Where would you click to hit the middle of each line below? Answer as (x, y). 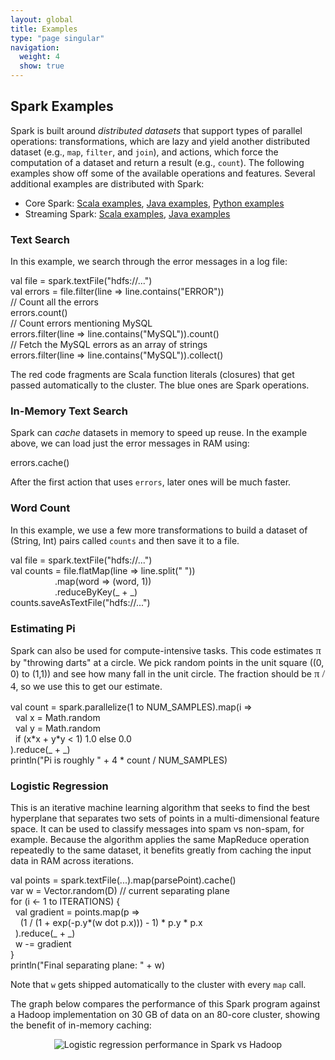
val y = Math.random (57, 728)
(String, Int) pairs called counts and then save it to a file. (125, 540)
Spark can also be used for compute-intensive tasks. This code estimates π (166, 650)
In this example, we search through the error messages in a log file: (149, 262)
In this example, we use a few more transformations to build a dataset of (159, 530)
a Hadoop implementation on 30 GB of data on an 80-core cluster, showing (165, 1015)
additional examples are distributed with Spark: (107, 183)
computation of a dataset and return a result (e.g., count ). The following (157, 162)
